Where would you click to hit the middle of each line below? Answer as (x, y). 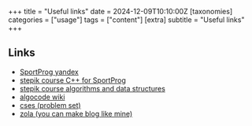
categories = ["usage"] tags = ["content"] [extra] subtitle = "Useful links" (126, 20)
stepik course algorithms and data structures (92, 88)
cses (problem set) (50, 105)
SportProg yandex (49, 72)
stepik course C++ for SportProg (72, 80)
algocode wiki (42, 97)
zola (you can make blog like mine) (76, 113)
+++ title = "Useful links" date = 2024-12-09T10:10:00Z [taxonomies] (120, 11)
